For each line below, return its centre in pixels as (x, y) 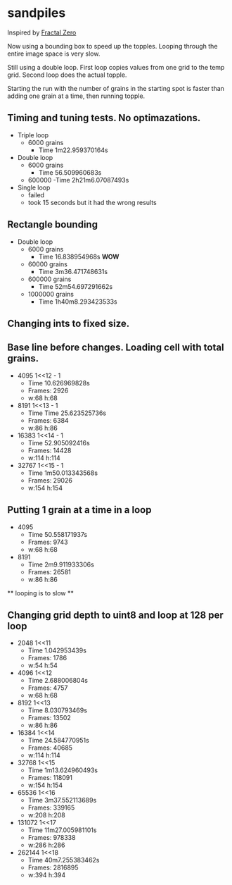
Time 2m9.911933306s (61, 564)
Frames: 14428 (50, 450)
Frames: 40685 (50, 748)
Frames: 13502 (50, 718)
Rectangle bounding (53, 224)
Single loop (34, 187)
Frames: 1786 (47, 658)
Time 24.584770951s (58, 741)
